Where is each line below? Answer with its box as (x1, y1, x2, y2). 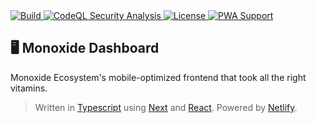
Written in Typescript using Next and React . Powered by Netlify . (34, 101, 298, 113)
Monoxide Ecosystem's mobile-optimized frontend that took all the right (10, 71, 307, 83)
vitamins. (10, 82, 48, 94)
